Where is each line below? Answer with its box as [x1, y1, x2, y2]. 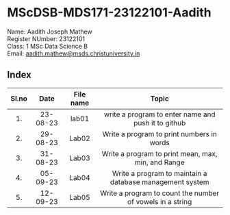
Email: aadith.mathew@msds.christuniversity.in [7, 49, 140, 58]
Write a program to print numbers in [102, 129, 218, 138]
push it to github [133, 118, 186, 127]
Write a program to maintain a [112, 168, 207, 178]
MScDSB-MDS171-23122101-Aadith [7, 5, 212, 21]
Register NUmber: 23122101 [7, 34, 86, 42]
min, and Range [134, 157, 185, 167]
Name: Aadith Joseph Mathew [7, 27, 92, 36]
